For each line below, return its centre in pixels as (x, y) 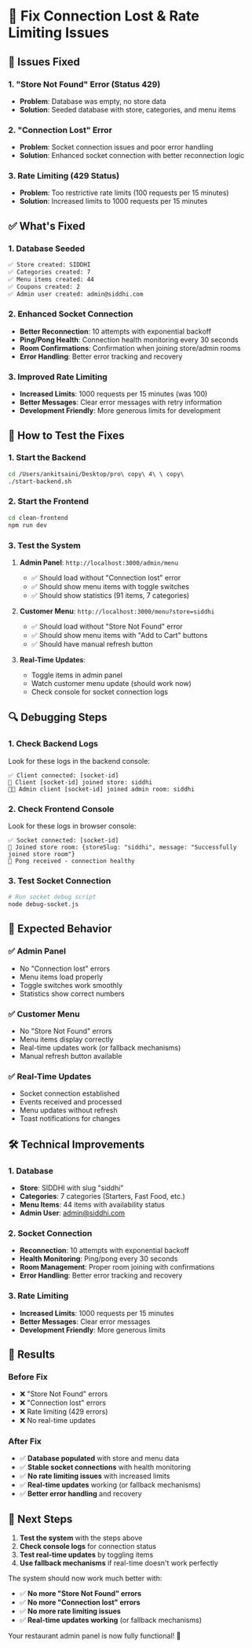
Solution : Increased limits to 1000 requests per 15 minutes (113, 201)
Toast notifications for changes (70, 1119)
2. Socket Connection (50, 1233)
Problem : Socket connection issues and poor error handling (116, 147)
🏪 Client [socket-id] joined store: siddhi (80, 782)
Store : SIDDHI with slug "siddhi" (71, 1188)
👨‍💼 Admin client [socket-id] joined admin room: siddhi (101, 789)
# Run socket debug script (52, 897)
